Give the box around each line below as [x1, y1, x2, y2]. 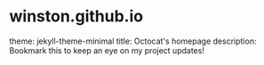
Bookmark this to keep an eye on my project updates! [9, 45, 204, 55]
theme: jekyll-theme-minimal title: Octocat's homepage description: [9, 36, 257, 46]
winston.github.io [9, 6, 144, 27]
